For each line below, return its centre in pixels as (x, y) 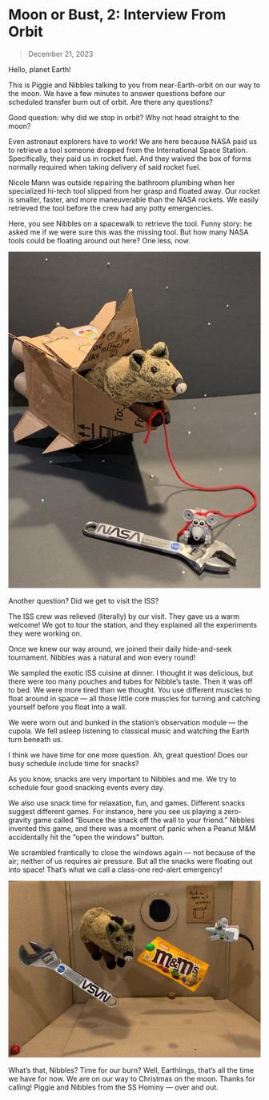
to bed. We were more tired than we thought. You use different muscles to (130, 689)
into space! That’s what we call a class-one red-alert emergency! (115, 869)
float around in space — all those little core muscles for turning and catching (134, 698)
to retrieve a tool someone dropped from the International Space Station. (128, 150)
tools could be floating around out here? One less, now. (99, 240)
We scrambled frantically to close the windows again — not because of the (132, 852)
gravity (20, 820)
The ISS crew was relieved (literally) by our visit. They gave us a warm (124, 616)
